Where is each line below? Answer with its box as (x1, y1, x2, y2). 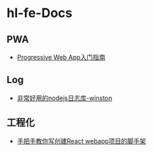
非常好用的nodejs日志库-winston (16, 94, 113, 102)
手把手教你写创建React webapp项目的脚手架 (16, 136, 147, 145)
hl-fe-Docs (6, 5, 72, 21)
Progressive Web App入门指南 (16, 53, 106, 61)
